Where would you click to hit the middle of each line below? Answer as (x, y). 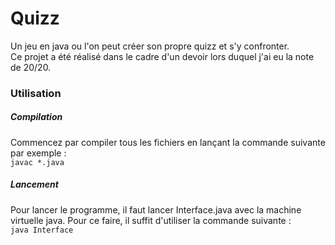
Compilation (36, 117)
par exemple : (38, 153)
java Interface (42, 230)
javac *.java (37, 162)
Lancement (34, 184)
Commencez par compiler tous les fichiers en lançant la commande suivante (168, 142)
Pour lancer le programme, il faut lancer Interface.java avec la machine (156, 209)
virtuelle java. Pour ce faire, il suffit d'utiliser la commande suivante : (151, 220)
